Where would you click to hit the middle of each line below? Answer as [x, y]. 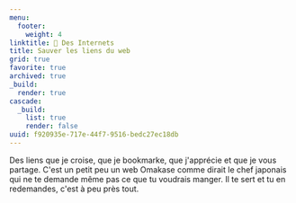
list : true [46, 118]
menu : [19, 18]
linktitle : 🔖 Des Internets [62, 43]
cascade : [26, 101]
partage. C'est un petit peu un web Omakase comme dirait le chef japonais [148, 169]
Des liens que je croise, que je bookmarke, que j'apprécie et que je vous [143, 160]
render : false [52, 127]
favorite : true [38, 68]
